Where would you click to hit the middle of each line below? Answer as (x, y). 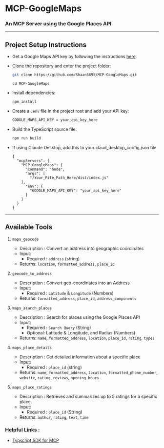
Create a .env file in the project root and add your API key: (71, 111)
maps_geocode (25, 239)
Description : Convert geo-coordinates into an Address (75, 283)
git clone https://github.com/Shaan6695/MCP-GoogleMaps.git (74, 75)
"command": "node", (45, 169)
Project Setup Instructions (46, 45)
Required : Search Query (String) (59, 328)
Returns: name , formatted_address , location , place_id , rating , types (87, 338)
